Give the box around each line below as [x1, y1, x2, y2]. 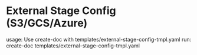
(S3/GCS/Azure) [6, 16, 88, 30]
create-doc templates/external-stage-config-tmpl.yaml [6, 42, 140, 49]
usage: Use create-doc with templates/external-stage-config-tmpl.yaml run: [6, 36, 192, 43]
